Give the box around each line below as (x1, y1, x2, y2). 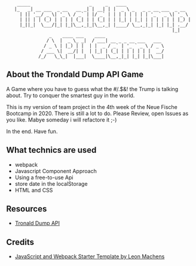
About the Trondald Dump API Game (6, 69, 144, 80)
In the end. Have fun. (6, 128, 58, 135)
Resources (6, 204, 47, 214)
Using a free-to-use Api (14, 174, 73, 181)
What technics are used (6, 145, 97, 155)
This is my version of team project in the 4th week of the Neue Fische (6, 103, 178, 110)
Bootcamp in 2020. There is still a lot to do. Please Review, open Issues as (6, 110, 189, 117)
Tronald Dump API (14, 220, 60, 227)
